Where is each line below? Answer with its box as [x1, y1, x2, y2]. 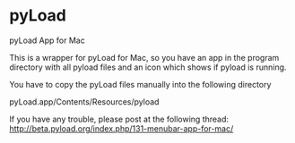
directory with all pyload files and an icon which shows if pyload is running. [9, 62, 287, 72]
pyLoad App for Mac [9, 35, 85, 46]
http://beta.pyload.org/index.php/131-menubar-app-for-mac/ [9, 122, 234, 134]
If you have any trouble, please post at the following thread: [9, 114, 230, 124]
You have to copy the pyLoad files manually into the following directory [9, 79, 272, 89]
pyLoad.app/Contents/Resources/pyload [9, 96, 160, 107]
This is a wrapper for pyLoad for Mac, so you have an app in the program [9, 52, 280, 63]
